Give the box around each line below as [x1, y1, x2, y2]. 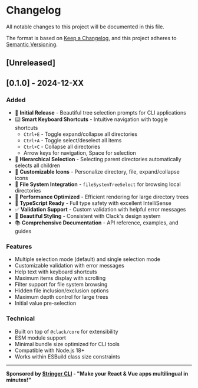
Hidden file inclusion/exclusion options [14, 287, 109, 294]
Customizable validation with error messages [14, 262, 125, 269]
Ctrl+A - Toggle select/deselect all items [23, 137, 122, 144]
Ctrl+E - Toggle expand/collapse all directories [23, 131, 137, 138]
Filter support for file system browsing [14, 281, 108, 288]
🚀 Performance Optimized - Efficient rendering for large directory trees [14, 193, 189, 201]
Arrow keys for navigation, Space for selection [23, 149, 137, 156]
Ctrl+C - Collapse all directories [23, 143, 101, 151]
